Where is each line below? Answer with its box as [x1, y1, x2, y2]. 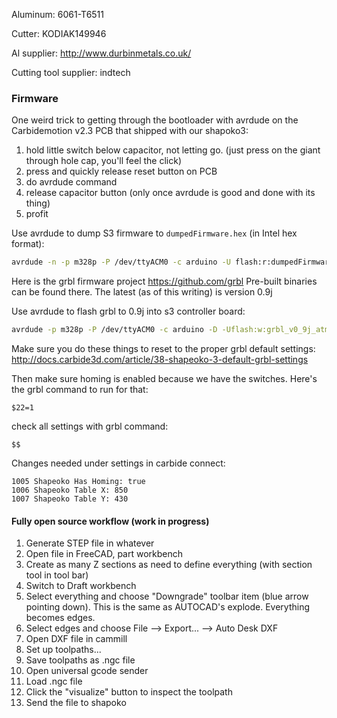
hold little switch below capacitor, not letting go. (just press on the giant [25, 144, 321, 156]
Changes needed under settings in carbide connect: [11, 457, 226, 469]
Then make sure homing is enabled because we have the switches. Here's [11, 373, 318, 385]
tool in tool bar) [25, 569, 89, 581]
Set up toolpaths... [25, 644, 102, 656]
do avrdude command [25, 176, 118, 188]
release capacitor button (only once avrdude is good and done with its [25, 187, 316, 199]
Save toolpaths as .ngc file [25, 654, 136, 666]
